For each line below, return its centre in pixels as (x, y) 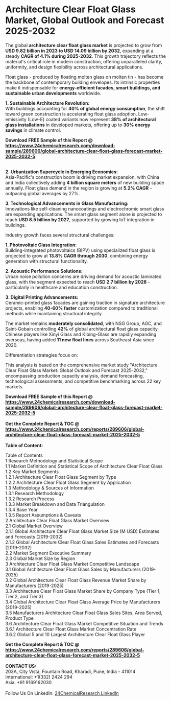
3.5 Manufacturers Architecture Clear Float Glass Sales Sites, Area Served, (84, 613)
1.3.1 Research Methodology (35, 493)
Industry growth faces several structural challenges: (60, 235)
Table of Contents (24, 455)
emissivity (16, 119)
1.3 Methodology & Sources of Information (50, 488)
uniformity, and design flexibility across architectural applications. (75, 67)
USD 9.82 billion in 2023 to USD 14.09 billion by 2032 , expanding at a (80, 51)
